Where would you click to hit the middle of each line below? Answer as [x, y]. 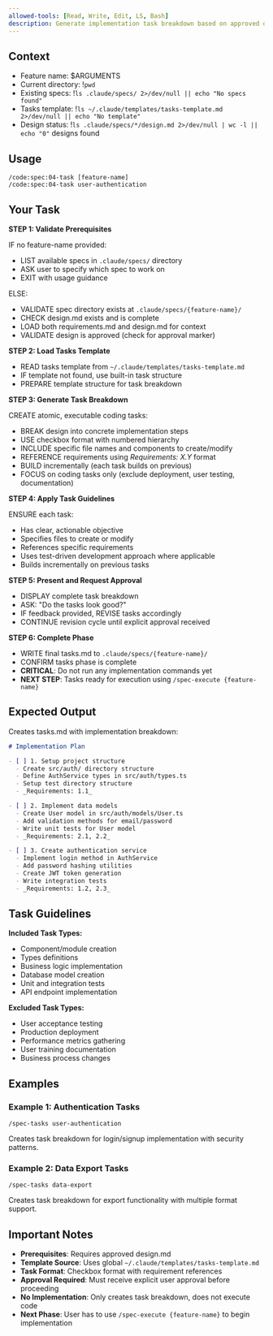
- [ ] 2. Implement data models [63, 806]
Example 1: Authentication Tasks [74, 1107]
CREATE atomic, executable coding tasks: [78, 415]
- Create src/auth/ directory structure [85, 768]
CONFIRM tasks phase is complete [78, 662]
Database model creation [62, 975]
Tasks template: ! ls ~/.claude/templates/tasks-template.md [121, 109]
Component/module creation [68, 949]
